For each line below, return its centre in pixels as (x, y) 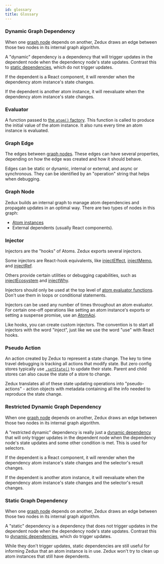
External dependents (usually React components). (63, 228)
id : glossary (18, 10)
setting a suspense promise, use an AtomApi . (51, 315)
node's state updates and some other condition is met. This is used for (76, 443)
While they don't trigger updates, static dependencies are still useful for (78, 546)
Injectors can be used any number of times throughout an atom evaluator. (79, 304)
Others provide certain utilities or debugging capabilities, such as (71, 275)
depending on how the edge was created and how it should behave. (74, 159)
